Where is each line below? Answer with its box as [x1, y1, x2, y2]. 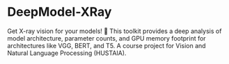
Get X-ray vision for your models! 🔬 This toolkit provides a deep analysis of [7, 27, 222, 35]
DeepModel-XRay [7, 4, 112, 20]
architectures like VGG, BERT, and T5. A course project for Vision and [7, 41, 207, 50]
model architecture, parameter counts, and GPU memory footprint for [7, 34, 207, 42]
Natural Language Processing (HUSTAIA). [7, 49, 127, 57]
